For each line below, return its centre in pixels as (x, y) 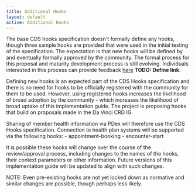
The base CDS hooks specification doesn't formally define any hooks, (90, 39)
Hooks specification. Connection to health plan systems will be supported (95, 130)
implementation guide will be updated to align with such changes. (85, 166)
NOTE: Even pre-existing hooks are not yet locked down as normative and (95, 178)
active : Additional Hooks (37, 22)
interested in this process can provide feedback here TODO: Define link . (93, 70)
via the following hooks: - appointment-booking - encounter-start (85, 136)
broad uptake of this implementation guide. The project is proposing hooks (96, 106)
